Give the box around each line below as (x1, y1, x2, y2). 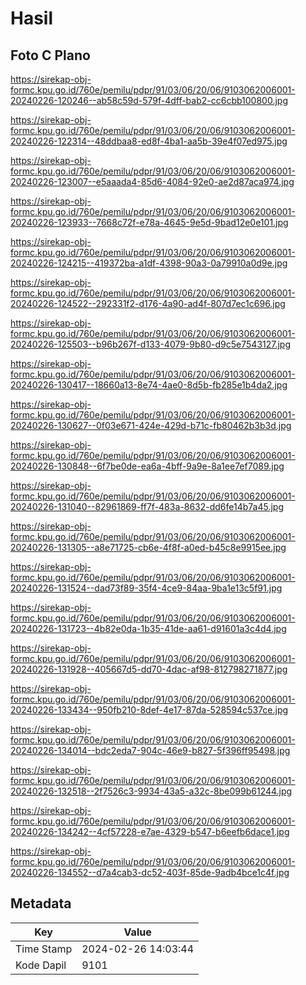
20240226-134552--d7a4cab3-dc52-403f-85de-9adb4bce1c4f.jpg (10, 867, 290, 878)
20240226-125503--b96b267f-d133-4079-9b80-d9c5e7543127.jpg (10, 338, 292, 350)
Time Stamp (15, 942, 73, 956)
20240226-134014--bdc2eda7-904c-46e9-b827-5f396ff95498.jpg (10, 745, 291, 756)
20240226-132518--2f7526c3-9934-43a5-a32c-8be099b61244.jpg (10, 785, 293, 797)
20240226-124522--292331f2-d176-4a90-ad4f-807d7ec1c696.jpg (10, 298, 286, 309)
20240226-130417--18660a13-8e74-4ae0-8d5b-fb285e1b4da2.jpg (10, 379, 288, 391)
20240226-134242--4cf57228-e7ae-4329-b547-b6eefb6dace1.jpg (10, 826, 290, 837)
